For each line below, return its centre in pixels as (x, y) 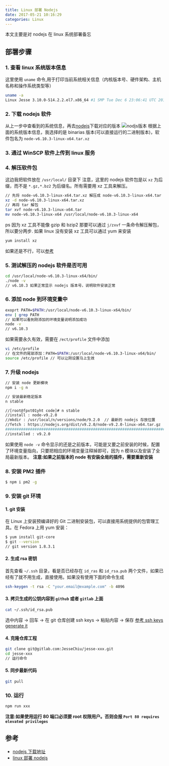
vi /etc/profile (22, 349)
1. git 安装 (15, 509)
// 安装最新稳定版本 (24, 397)
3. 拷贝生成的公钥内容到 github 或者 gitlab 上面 (54, 599)
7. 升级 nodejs (22, 372)
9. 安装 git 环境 (23, 496)
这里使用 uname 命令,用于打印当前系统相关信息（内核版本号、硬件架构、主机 (83, 79)
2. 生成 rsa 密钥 (21, 559)
